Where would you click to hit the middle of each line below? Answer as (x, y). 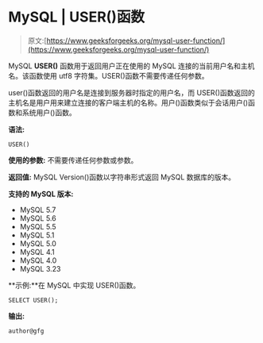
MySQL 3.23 (40, 268)
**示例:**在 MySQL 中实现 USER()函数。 (74, 285)
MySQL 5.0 (38, 243)
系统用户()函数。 (49, 112)
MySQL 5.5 (38, 226)
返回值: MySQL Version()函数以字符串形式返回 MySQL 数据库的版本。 (122, 177)
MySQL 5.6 (38, 218)
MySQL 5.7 (38, 210)
